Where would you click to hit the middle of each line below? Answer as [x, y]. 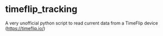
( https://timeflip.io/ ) [25, 28]
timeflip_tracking [41, 9]
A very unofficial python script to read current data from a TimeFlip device [82, 23]
